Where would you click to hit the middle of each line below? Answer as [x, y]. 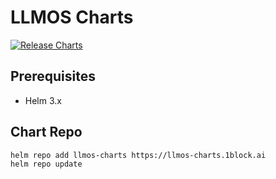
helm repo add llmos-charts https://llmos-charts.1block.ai [138, 155]
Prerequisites [53, 76]
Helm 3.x [43, 100]
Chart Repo [46, 132]
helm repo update [46, 164]
